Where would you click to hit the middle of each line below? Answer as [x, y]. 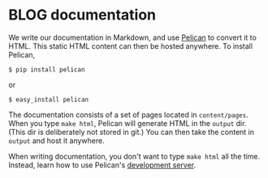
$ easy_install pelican [49, 99]
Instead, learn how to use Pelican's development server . [102, 165]
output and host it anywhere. [56, 141]
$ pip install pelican [47, 69]
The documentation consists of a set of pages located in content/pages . [129, 115]
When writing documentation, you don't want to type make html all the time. [134, 156]
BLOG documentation [82, 15]
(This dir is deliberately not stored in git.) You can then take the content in [131, 132]
